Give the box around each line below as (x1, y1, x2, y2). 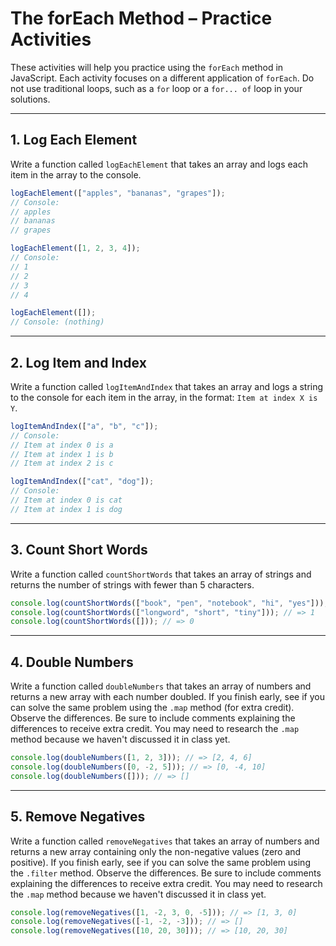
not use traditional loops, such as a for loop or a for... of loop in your (10, 82, 303, 94)
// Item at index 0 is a (10, 440, 114, 450)
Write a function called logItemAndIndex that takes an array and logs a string (10, 380, 324, 392)
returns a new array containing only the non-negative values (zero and (10, 845, 302, 857)
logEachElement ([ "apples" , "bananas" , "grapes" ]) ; (10, 188, 226, 198)
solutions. (10, 93, 51, 105)
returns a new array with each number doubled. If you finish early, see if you (10, 691, 325, 703)
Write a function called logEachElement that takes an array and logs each (10, 158, 308, 170)
